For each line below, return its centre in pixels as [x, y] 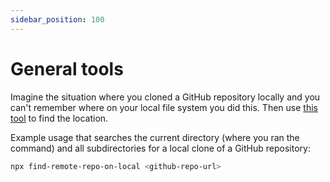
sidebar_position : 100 [57, 19]
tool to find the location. [59, 118]
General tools [67, 68]
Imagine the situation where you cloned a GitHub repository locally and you [165, 97]
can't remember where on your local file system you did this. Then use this [164, 107]
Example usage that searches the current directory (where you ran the [155, 137]
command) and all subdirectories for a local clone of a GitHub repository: [160, 148]
